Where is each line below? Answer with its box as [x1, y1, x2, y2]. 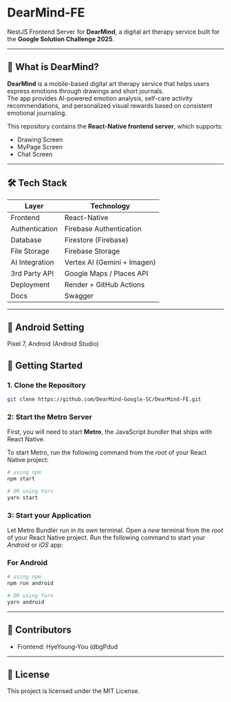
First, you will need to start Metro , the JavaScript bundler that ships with [7, 428, 212, 436]
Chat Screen [16, 150, 53, 158]
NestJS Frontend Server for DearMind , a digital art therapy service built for [7, 28, 220, 36]
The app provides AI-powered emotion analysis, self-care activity [7, 94, 193, 102]
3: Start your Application [7, 510, 91, 520]
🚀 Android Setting [7, 321, 85, 333]
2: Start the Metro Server [7, 412, 93, 421]
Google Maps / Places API [64, 268, 148, 278]
